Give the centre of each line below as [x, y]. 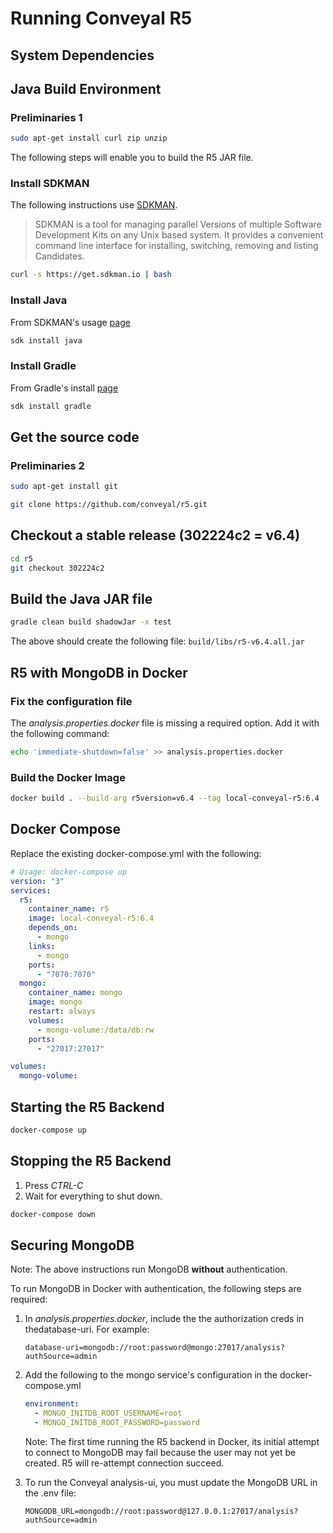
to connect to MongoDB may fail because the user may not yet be [160, 1452]
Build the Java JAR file [81, 599]
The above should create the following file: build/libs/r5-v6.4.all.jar [157, 641]
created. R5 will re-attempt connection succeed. [124, 1463]
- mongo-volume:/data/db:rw [95, 1030]
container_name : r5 [69, 909]
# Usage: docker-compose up [69, 872]
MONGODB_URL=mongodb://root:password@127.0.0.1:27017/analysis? [161, 1511]
